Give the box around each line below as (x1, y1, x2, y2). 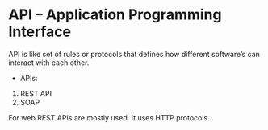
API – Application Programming (8, 6, 222, 24)
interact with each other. (8, 58, 90, 67)
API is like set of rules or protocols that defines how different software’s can (8, 49, 261, 59)
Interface (8, 22, 71, 41)
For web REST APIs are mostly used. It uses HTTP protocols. (8, 112, 210, 122)
